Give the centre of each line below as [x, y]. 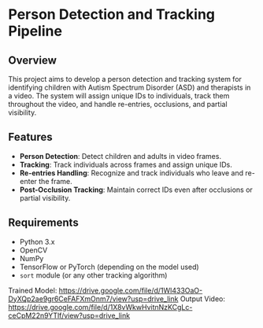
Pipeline [35, 31]
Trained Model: [33, 290]
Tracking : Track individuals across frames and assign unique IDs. [126, 164]
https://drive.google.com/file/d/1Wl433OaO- [131, 290]
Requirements [43, 223]
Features [30, 137]
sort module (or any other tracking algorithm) [93, 275]
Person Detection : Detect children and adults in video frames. [120, 156]
